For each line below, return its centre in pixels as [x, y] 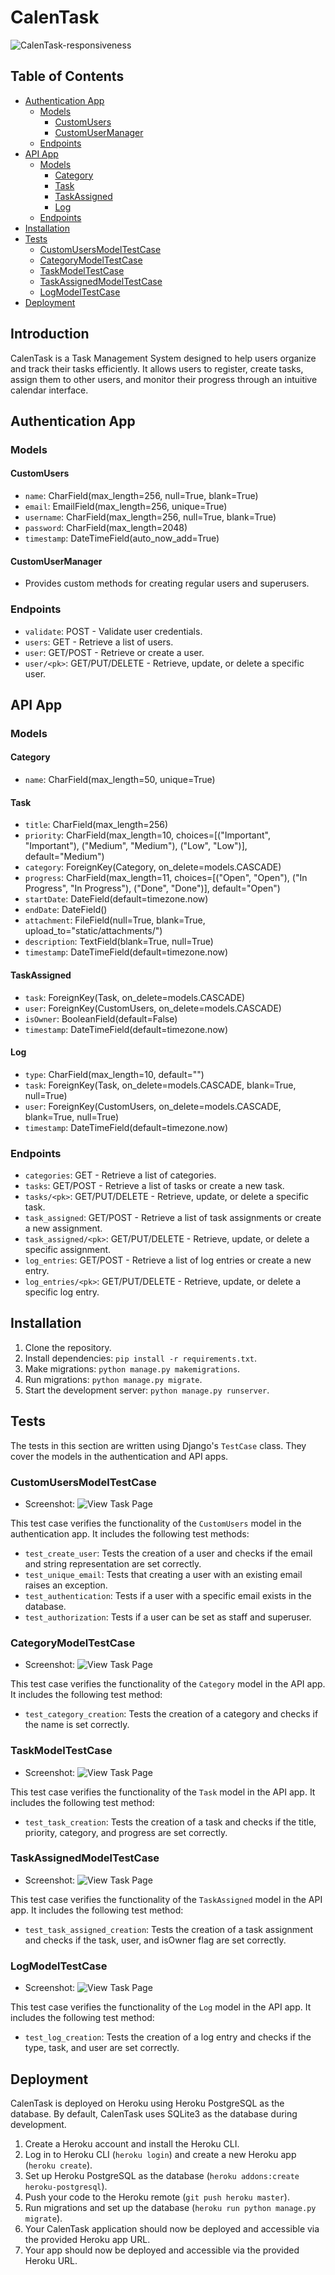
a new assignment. [63, 1228]
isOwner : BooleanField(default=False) [101, 1018]
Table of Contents [67, 76]
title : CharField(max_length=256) [96, 825]
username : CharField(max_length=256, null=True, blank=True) [150, 517]
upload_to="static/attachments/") [93, 931]
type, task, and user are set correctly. [102, 2048]
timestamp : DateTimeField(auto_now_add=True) [122, 538]
